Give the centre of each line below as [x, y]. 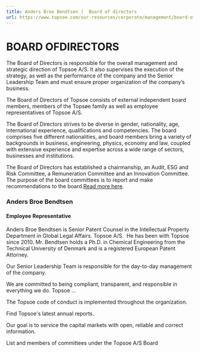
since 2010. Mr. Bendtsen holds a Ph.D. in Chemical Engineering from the [96, 242]
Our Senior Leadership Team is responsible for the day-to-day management [99, 266]
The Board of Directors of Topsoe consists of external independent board [96, 100]
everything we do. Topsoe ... [41, 290]
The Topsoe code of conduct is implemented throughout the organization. [97, 302]
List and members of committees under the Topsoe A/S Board [82, 342]
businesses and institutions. [40, 156]
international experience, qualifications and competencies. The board [91, 130]
